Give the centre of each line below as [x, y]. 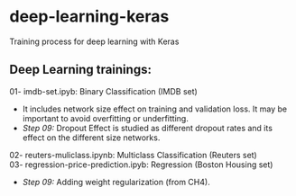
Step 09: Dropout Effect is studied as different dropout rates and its [148, 128]
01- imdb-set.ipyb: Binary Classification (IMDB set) [104, 91]
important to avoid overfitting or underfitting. [106, 118]
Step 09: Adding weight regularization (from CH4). [116, 182]
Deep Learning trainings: [80, 70]
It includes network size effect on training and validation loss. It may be [154, 109]
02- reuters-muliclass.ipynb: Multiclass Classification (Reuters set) [133, 155]
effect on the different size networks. [91, 138]
